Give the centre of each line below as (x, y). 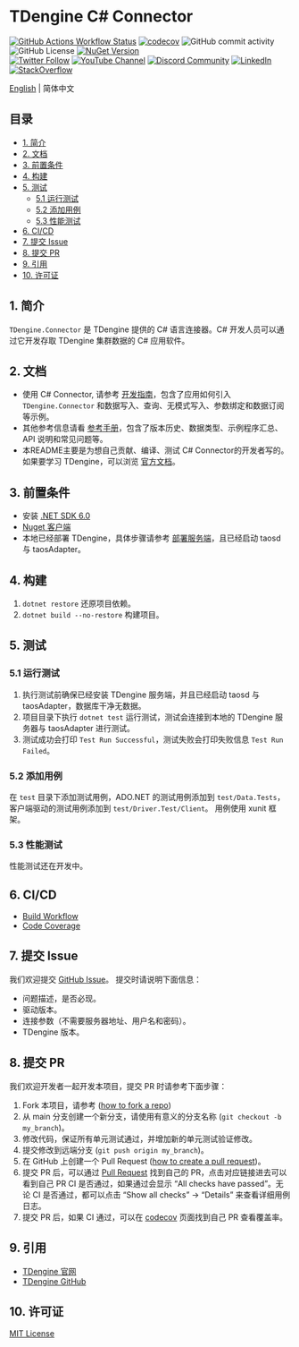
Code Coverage (51, 926)
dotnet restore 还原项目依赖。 (79, 603)
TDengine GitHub (54, 1281)
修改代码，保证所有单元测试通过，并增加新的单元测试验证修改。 (139, 1138)
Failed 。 (38, 750)
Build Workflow (50, 916)
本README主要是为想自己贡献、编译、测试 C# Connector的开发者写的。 (155, 450)
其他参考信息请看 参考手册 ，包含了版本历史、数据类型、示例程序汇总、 (152, 428)
